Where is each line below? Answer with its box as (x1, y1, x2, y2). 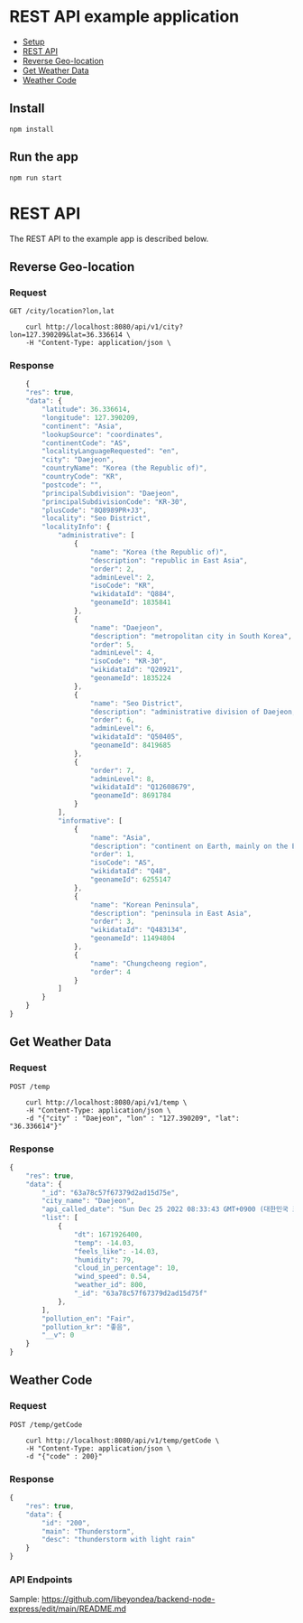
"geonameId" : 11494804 (89, 934, 176, 943)
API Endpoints (9, 1573, 73, 1586)
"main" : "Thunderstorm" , (41, 1526, 135, 1536)
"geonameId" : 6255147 (89, 875, 171, 884)
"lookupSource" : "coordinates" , (41, 430, 164, 439)
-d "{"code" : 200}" (25, 1451, 103, 1460)
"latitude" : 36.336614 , (41, 405, 131, 415)
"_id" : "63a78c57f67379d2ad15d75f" (73, 1289, 207, 1298)
